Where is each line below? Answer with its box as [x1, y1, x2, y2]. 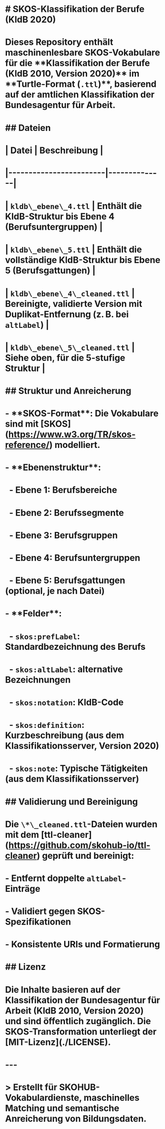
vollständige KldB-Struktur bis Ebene [5, 254, 161, 266]
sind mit [5, 418, 39, 430]
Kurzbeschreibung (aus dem [5, 730, 125, 741]
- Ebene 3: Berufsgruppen [9, 529, 118, 541]
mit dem [5, 829, 39, 840]
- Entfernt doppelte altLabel [5, 873, 122, 884]
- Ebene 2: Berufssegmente [9, 507, 124, 518]
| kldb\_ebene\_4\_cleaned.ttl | [5, 287, 135, 299]
